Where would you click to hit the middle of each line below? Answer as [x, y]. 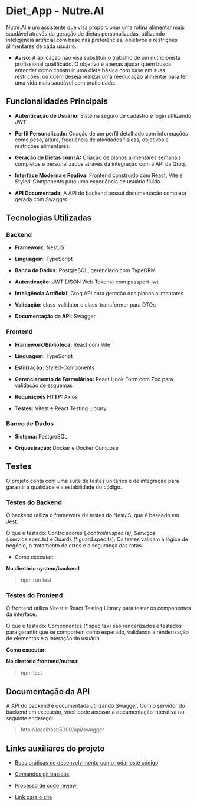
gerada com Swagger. [42, 199]
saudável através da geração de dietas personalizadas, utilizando [86, 33]
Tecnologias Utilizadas [49, 218]
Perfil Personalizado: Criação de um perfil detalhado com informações [101, 133]
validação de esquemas [43, 385]
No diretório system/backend [43, 569]
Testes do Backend [34, 502]
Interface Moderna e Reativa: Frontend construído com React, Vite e [98, 175]
